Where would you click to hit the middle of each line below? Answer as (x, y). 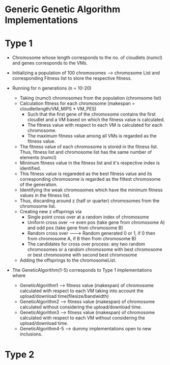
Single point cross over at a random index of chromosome (88, 217)
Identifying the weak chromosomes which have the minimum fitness (91, 190)
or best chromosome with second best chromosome (82, 255)
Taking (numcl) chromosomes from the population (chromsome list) (90, 98)
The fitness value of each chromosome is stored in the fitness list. (89, 147)
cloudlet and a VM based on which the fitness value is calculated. (96, 120)
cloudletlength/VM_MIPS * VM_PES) (58, 109)
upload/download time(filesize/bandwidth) (64, 296)
